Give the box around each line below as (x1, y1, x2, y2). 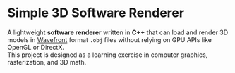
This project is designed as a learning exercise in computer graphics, (7, 51, 208, 59)
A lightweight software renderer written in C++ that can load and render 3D (7, 28, 229, 36)
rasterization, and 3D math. (7, 58, 87, 66)
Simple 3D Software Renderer (7, 5, 185, 21)
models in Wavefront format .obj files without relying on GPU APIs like (7, 35, 212, 44)
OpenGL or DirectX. (7, 43, 65, 51)
